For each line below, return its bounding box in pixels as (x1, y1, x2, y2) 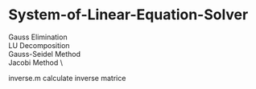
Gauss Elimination (8, 32, 68, 42)
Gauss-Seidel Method (8, 49, 81, 59)
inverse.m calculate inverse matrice (8, 73, 126, 83)
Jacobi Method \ (8, 58, 63, 67)
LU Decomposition (8, 40, 70, 50)
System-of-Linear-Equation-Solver (8, 6, 249, 24)
